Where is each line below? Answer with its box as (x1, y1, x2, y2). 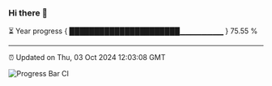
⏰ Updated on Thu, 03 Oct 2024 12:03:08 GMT (8, 53, 166, 62)
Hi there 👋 (8, 7, 49, 19)
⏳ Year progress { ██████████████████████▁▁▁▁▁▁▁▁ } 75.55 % (8, 26, 258, 36)
